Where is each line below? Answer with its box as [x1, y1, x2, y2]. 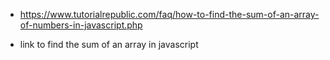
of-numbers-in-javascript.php [19, 19, 143, 31]
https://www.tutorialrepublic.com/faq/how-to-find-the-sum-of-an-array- [19, 9, 320, 20]
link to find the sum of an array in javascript [19, 39, 199, 50]
